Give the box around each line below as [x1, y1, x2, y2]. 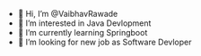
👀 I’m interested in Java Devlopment [17, 18, 152, 28]
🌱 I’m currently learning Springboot [17, 28, 148, 37]
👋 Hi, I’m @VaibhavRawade [17, 9, 118, 19]
